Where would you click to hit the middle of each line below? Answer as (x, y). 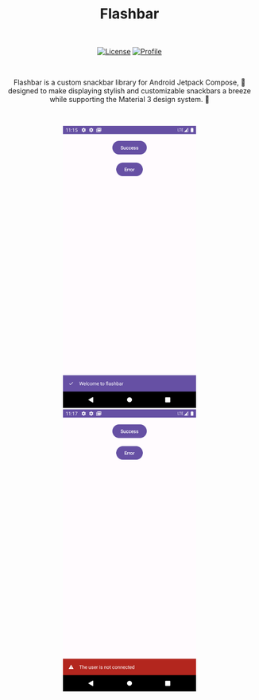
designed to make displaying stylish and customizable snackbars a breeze (129, 90)
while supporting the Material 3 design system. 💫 (129, 99)
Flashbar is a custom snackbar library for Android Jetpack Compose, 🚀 (129, 82)
